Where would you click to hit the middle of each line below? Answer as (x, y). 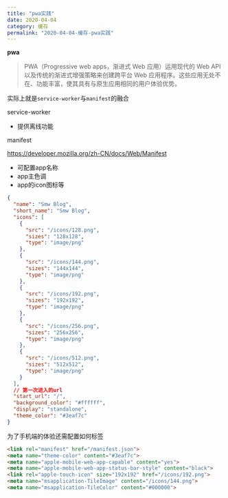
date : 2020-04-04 (32, 20)
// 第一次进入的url (38, 390)
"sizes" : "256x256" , (55, 332)
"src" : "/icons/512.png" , (62, 358)
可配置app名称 (37, 168)
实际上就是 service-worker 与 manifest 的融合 (68, 98)
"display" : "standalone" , (50, 409)
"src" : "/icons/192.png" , (62, 294)
